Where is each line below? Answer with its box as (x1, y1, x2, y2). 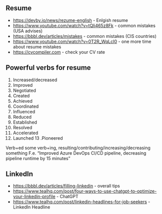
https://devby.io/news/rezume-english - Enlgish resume (12, 17, 128, 23)
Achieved (12, 98, 33, 104)
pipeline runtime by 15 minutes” (5, 155, 70, 161)
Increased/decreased (12, 77, 57, 83)
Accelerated (12, 130, 38, 136)
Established (12, 119, 37, 125)
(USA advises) (12, 27, 43, 34)
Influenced (12, 108, 35, 114)
